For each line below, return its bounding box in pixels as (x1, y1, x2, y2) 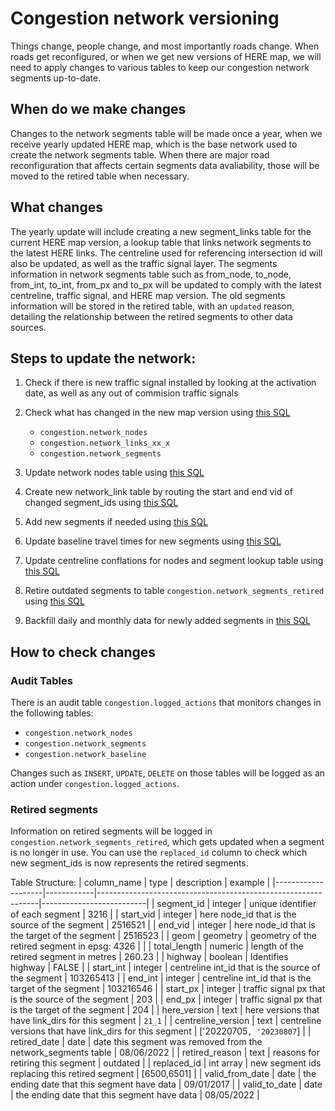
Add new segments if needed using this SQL (24, 516, 209, 528)
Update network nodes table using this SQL (24, 467, 205, 479)
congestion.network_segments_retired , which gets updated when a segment (10, 836, 325, 848)
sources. (10, 321, 47, 333)
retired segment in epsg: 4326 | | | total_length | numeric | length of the (10, 940, 304, 952)
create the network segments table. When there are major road (10, 148, 270, 161)
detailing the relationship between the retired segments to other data (10, 310, 293, 322)
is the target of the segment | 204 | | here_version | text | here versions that (10, 1004, 320, 1016)
